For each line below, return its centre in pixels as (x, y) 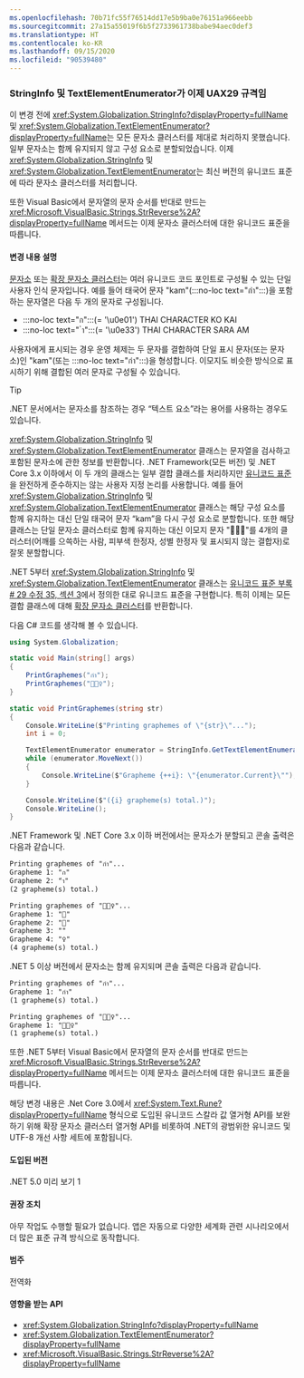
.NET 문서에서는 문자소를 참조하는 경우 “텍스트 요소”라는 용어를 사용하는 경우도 (148, 408)
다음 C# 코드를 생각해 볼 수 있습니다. (74, 625)
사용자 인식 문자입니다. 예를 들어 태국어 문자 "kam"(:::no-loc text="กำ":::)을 (143, 290)
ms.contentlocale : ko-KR (56, 43)
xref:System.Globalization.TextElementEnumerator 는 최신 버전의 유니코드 (142, 171)
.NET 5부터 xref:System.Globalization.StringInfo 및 (102, 571)
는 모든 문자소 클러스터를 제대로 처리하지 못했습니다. (199, 138)
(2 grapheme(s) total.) (54, 889)
